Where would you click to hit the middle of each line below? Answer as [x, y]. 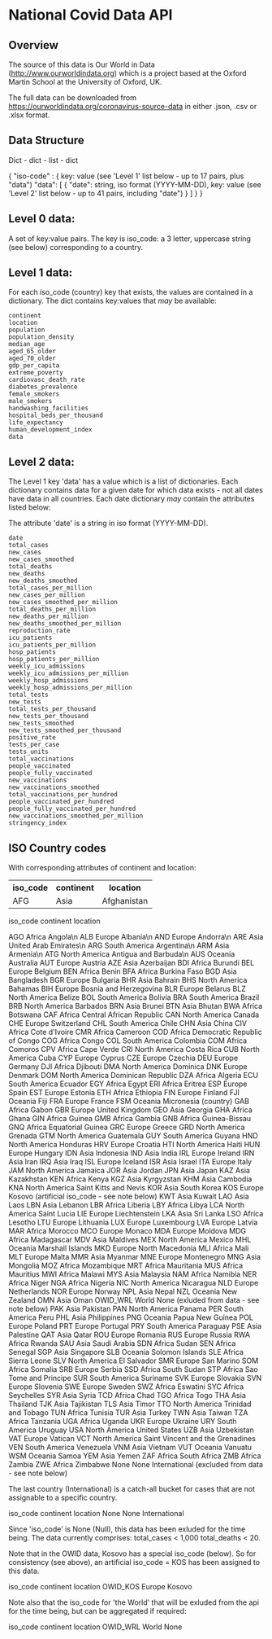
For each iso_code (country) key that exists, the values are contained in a [131, 292]
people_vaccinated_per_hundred [61, 802]
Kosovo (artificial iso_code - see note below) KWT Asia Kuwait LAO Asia [129, 1196]
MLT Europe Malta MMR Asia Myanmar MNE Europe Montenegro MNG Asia [135, 1257]
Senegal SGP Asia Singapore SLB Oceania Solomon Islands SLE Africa [126, 1352]
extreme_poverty [36, 373]
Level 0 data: [42, 219]
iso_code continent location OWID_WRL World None [95, 1627]
